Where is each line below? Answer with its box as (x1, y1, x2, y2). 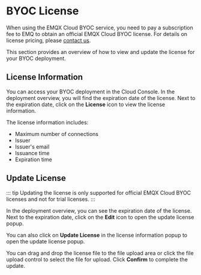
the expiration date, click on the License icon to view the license (6, 101, 166, 108)
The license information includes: (6, 119, 89, 126)
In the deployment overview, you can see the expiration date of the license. (6, 207, 192, 214)
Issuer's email (14, 143, 50, 150)
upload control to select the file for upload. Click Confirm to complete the (6, 256, 188, 263)
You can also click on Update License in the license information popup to (6, 231, 188, 238)
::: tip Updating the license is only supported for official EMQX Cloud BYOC (6, 189, 191, 196)
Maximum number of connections (14, 130, 99, 137)
